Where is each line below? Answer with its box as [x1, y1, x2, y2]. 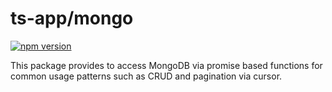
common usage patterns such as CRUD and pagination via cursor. [10, 70, 283, 82]
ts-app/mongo [10, 7, 134, 30]
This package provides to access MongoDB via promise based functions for [10, 59, 323, 71]
